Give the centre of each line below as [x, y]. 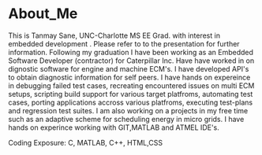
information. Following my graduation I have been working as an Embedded [131, 52]
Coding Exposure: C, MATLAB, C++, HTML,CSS [86, 142]
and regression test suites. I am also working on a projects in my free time [128, 110]
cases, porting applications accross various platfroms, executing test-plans [131, 102]
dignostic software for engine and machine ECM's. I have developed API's [129, 68]
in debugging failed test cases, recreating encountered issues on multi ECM [131, 85]
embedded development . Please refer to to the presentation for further [124, 43]
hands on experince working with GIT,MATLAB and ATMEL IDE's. [114, 127]
